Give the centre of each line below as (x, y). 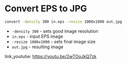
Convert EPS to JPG (46, 9)
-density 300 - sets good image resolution (55, 31)
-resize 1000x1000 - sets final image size (54, 41)
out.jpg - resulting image (38, 47)
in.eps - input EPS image (37, 36)
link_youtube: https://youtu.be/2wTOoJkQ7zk (51, 56)
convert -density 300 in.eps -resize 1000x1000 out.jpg (63, 22)
